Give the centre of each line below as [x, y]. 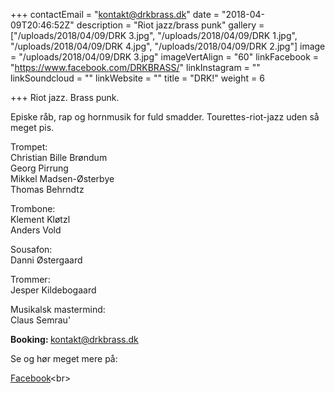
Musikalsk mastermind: [58, 309]
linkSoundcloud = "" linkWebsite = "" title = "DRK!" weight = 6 [137, 78]
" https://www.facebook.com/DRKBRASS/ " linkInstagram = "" [135, 67]
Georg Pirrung [39, 168]
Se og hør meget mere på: [64, 358]
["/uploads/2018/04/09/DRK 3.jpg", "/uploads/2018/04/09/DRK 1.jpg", [154, 35]
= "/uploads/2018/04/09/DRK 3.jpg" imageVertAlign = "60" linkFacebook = [165, 57]
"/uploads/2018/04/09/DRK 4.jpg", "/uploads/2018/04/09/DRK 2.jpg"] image [168, 46]
